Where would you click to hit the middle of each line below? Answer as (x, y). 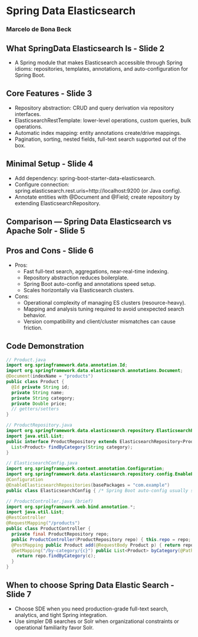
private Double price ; (39, 404)
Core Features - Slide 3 (49, 93)
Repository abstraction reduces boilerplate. (76, 278)
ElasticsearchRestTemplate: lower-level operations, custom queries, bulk (103, 120)
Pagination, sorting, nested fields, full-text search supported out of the (100, 139)
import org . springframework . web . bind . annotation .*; (71, 507)
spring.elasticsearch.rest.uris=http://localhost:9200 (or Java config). (98, 190)
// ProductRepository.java (39, 425)
